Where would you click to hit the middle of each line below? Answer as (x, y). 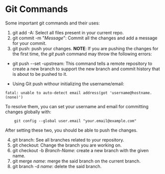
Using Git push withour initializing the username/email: (68, 84)
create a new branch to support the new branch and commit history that (86, 69)
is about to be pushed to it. (40, 74)
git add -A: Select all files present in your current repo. (68, 32)
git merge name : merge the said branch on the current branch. (76, 161)
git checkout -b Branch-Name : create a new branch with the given (81, 150)
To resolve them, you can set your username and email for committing (77, 106)
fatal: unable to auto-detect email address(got (56, 93)
